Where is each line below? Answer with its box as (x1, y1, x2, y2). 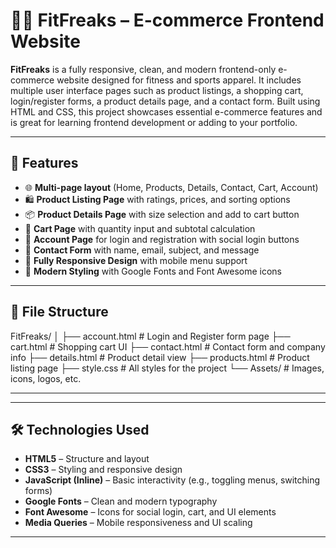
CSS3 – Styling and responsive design (24, 464, 183, 476)
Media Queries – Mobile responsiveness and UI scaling (24, 517, 253, 529)
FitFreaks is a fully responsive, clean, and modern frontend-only (10, 63, 277, 75)
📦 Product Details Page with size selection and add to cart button (24, 208, 300, 220)
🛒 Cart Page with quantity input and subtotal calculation (24, 222, 256, 234)
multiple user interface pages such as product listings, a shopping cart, (10, 84, 304, 96)
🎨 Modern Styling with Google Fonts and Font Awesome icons (24, 265, 283, 277)
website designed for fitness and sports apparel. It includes (56, 74, 302, 86)
